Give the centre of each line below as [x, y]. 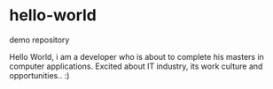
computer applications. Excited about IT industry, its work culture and [136, 66]
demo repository [39, 40]
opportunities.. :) [39, 75]
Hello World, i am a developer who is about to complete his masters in [136, 56]
